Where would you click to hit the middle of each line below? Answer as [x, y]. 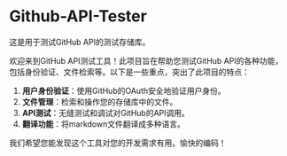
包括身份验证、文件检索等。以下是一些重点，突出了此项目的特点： [129, 72]
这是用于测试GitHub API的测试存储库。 [80, 42]
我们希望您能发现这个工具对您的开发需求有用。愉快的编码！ [118, 143]
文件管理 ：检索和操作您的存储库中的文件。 [100, 101]
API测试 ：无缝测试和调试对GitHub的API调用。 [106, 113]
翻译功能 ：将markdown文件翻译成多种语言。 [104, 124]
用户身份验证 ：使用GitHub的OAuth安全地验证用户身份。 [124, 90]
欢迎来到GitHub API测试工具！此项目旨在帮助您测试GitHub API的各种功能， [146, 60]
